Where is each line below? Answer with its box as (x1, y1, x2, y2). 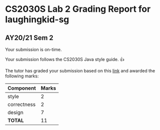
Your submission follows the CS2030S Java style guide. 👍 (5, 57, 124, 62)
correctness (7, 101, 36, 108)
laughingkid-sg (5, 14, 70, 25)
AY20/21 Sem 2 (5, 33, 53, 42)
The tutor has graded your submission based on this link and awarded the (5, 68, 156, 73)
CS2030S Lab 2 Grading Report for (5, 3, 151, 15)
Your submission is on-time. (5, 47, 62, 52)
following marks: (5, 73, 39, 79)
